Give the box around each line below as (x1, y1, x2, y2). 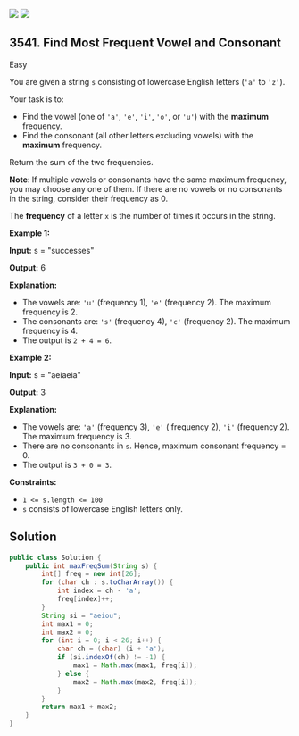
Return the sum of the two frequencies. (9, 156, 154, 167)
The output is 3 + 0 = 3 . (21, 459, 112, 470)
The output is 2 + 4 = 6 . (21, 335, 112, 346)
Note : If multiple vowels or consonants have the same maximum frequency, (9, 174, 287, 185)
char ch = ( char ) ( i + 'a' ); (56, 644, 166, 654)
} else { (56, 669, 90, 678)
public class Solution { (9, 553, 102, 562)
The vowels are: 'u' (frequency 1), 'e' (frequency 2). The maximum (21, 297, 272, 307)
